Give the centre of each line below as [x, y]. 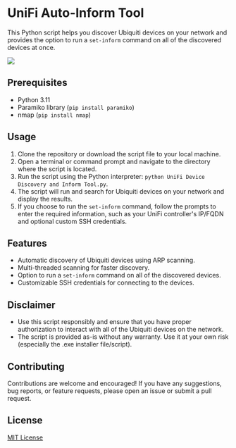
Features [27, 243]
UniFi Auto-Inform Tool [76, 13]
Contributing [36, 367]
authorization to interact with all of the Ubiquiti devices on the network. [120, 330]
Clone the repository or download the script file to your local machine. [119, 154]
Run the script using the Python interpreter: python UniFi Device [111, 176]
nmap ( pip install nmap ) [54, 115]
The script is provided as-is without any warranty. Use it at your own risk [123, 337]
